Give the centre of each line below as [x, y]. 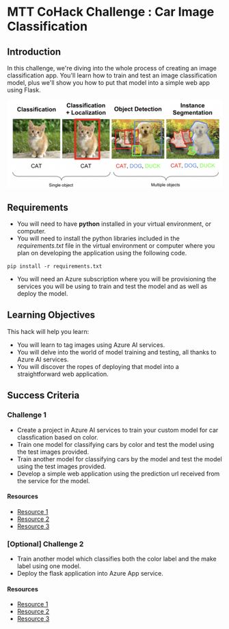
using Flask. [24, 90]
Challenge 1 [27, 415]
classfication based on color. [57, 437]
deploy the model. [42, 294]
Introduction [34, 52]
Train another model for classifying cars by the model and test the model [119, 459]
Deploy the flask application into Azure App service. [90, 574]
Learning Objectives [51, 315]
